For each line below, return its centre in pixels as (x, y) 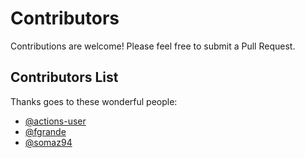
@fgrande (45, 131)
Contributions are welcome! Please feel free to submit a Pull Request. (153, 46)
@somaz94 (48, 142)
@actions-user (55, 121)
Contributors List (64, 77)
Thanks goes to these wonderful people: (94, 101)
